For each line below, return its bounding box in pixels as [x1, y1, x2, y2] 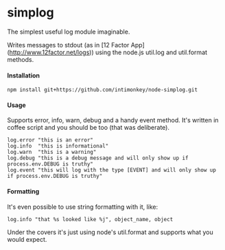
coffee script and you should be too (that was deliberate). [7, 124, 170, 132]
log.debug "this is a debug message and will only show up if [7, 155, 189, 162]
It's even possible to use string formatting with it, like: [7, 203, 158, 211]
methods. [7, 55, 34, 63]
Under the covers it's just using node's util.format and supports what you [7, 228, 214, 236]
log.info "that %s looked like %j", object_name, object [7, 216, 174, 223]
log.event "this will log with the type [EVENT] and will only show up [7, 167, 216, 174]
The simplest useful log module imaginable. [7, 27, 130, 36]
